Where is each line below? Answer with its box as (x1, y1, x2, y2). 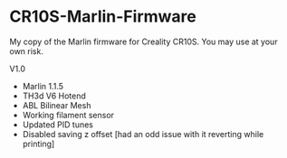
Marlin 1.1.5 (22, 80, 64, 91)
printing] (22, 138, 55, 149)
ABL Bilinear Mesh (22, 99, 91, 110)
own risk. (9, 45, 43, 56)
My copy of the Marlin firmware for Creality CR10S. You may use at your (9, 36, 278, 47)
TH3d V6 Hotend (22, 90, 86, 101)
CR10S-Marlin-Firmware (9, 6, 196, 27)
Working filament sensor (22, 109, 115, 120)
